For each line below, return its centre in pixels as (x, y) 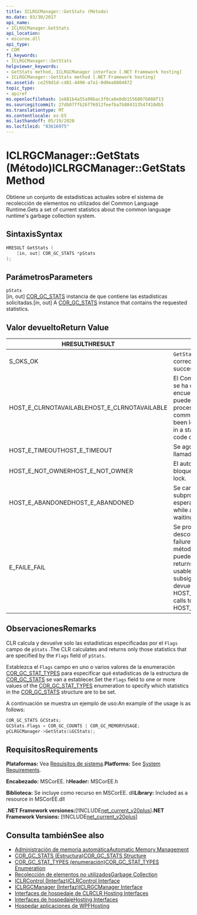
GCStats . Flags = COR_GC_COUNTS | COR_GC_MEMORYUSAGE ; (73, 726)
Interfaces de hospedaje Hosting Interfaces (66, 900)
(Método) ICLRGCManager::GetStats (96, 168)
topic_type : (21, 88)
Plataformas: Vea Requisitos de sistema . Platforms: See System (84, 764)
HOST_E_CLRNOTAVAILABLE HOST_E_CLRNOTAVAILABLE (89, 408)
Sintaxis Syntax (34, 234)
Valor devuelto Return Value (58, 327)
